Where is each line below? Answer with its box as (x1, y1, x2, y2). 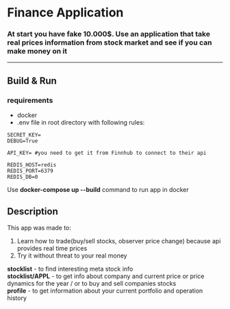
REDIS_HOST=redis (7, 162, 57, 169)
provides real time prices (16, 244, 88, 252)
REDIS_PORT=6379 (7, 168, 53, 175)
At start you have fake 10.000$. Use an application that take (7, 29, 211, 39)
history (7, 293, 27, 302)
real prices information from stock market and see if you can (7, 38, 212, 47)
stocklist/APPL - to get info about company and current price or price (7, 272, 205, 280)
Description (7, 206, 58, 217)
